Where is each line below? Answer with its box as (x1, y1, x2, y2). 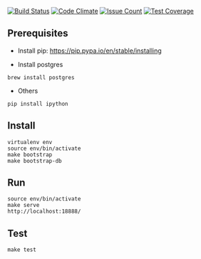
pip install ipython (7, 100, 69, 107)
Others (17, 86, 38, 95)
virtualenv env (7, 138, 53, 146)
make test (7, 246, 37, 253)
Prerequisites (7, 27, 68, 39)
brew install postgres (7, 73, 75, 81)
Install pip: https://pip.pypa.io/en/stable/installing (17, 46, 162, 55)
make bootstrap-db (7, 157, 62, 164)
